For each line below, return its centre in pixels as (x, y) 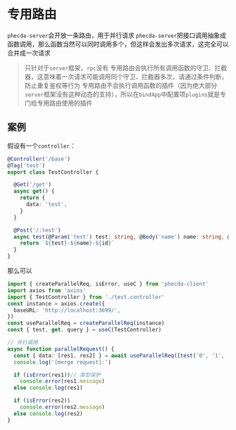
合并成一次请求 (29, 53)
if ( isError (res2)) (42, 401)
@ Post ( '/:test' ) (37, 230)
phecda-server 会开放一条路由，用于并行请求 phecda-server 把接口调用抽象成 (117, 35)
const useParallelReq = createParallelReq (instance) (86, 323)
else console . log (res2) (48, 413)
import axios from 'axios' (47, 290)
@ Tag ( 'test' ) (26, 165)
